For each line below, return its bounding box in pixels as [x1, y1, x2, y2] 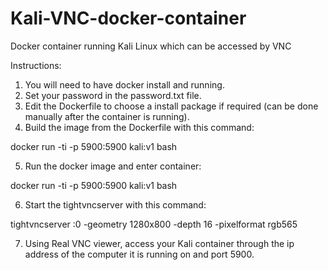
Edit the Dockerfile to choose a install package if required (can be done [24, 100, 319, 112]
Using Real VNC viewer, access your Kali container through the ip [24, 237, 295, 249]
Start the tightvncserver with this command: [24, 198, 207, 211]
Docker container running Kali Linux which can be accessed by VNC [10, 40, 292, 52]
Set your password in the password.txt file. [24, 89, 202, 101]
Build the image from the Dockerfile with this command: [24, 121, 255, 133]
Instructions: [10, 59, 62, 71]
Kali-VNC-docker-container [10, 7, 247, 30]
